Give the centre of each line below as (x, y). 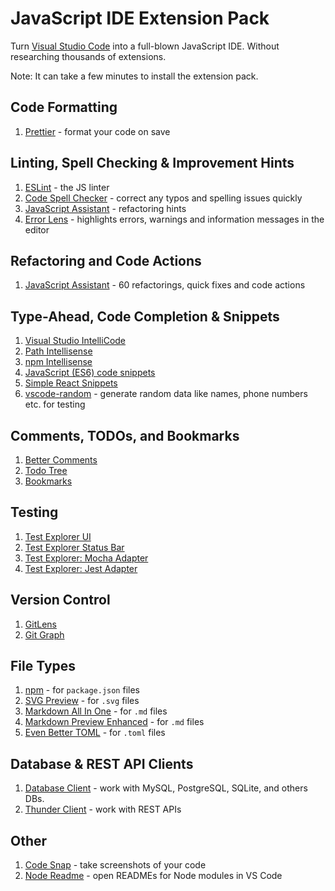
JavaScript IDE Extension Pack (140, 18)
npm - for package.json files (82, 690)
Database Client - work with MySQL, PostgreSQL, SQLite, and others (166, 788)
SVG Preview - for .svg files (82, 701)
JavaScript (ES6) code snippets (90, 373)
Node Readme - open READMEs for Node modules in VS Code (153, 876)
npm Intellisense (58, 362)
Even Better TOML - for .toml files (95, 733)
